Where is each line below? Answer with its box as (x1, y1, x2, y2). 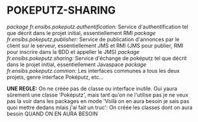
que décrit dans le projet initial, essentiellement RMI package (7, 29, 156, 36)
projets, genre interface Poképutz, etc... (7, 73, 104, 81)
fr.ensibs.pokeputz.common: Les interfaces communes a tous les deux (7, 67, 180, 74)
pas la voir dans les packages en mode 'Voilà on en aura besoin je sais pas (7, 97, 190, 104)
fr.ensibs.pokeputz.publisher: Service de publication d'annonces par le (7, 36, 180, 43)
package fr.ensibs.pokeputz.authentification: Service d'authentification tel (7, 23, 189, 30)
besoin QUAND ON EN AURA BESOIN (7, 110, 98, 117)
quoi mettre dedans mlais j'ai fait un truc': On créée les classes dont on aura (7, 104, 193, 111)
